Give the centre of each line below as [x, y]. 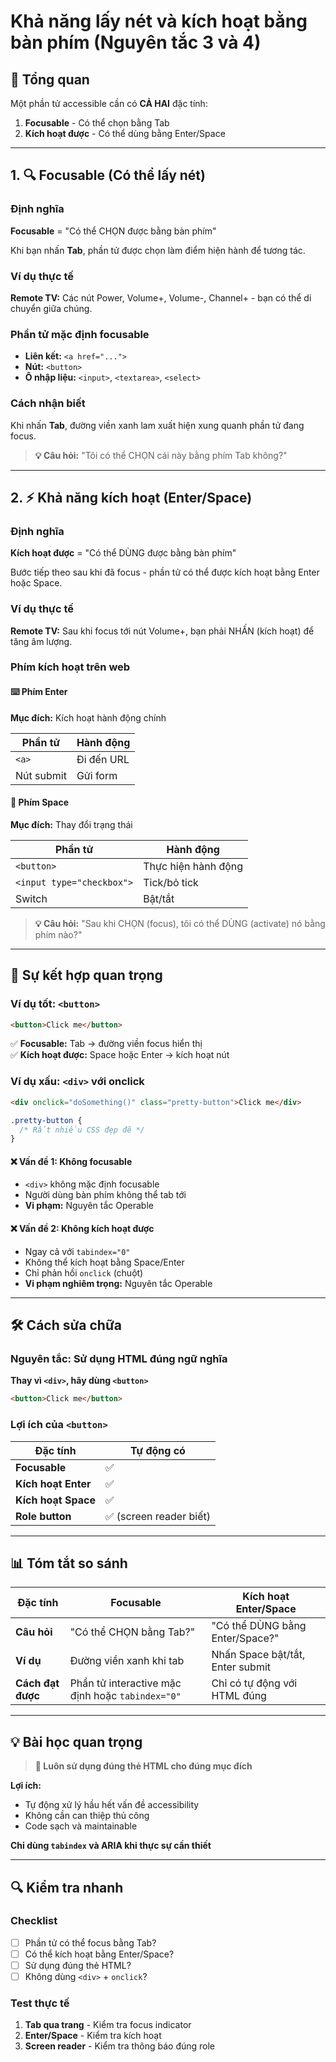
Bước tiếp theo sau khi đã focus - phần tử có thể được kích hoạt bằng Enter [165, 572]
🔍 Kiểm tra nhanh [67, 1887]
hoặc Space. [36, 583]
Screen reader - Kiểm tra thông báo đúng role [120, 2046]
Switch [31, 898]
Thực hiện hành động [193, 866]
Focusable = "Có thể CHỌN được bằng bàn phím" [113, 231]
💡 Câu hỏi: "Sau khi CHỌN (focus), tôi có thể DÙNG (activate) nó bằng [180, 923]
